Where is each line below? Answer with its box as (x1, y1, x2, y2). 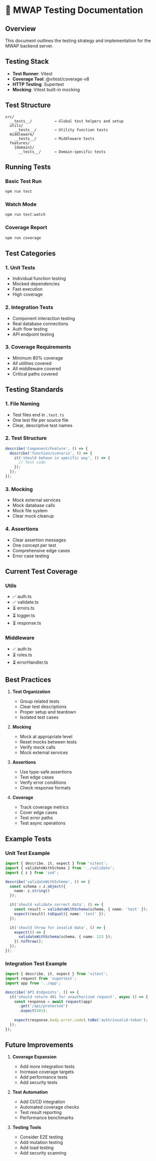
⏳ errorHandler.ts (12, 659, 48, 665)
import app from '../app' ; (5, 981, 61, 986)
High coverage (12, 292, 43, 298)
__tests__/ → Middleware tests (14, 136, 95, 141)
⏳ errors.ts (12, 605, 35, 611)
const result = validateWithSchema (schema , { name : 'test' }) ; (14, 907, 149, 912)
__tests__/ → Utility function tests (14, 127, 108, 132)
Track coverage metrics (19, 804, 69, 810)
